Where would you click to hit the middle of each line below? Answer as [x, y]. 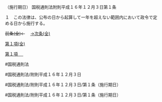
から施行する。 [32, 23]
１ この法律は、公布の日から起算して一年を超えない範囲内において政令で [79, 17]
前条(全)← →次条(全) [28, 33]
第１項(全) [15, 44]
